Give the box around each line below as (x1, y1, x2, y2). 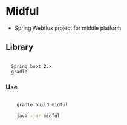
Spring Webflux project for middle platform (14, 24, 122, 32)
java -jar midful (16, 112, 60, 119)
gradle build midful (16, 102, 68, 108)
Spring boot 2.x (11, 63, 52, 69)
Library (5, 42, 34, 52)
